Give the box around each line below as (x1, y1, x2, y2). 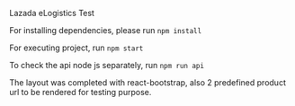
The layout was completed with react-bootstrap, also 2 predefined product (9, 77, 286, 88)
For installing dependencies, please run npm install (9, 25, 202, 35)
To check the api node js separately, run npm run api (9, 60, 205, 70)
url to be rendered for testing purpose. (9, 87, 152, 97)
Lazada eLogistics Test (9, 8, 94, 18)
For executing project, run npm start (9, 42, 144, 53)
